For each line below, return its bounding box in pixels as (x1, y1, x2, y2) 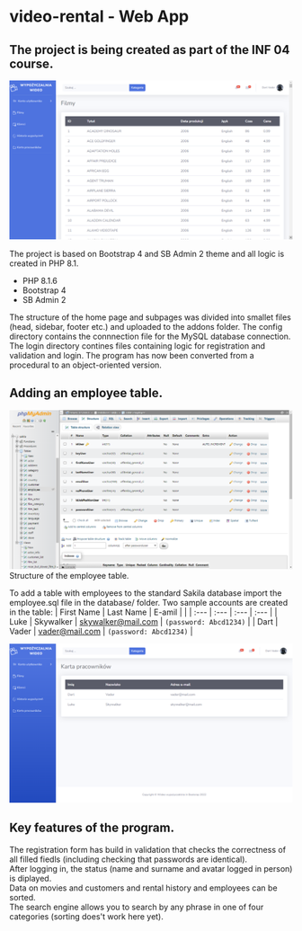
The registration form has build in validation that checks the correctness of (9, 844, 286, 855)
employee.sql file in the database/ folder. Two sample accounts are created (9, 597, 289, 607)
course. (9, 56, 54, 71)
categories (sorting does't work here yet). (9, 910, 164, 922)
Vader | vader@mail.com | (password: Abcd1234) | (9, 625, 193, 636)
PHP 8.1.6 (22, 276, 58, 286)
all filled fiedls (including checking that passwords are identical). (9, 854, 248, 864)
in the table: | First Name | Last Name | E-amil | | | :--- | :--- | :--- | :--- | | (9, 607, 278, 617)
